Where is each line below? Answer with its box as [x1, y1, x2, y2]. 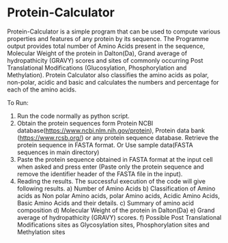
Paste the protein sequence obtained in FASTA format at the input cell [16, 155, 213, 163]
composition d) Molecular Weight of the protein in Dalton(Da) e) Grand [16, 206, 215, 214]
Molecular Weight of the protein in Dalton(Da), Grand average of [7, 49, 188, 57]
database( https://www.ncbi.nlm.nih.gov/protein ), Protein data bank [16, 126, 205, 134]
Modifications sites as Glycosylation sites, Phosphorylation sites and [16, 220, 210, 229]
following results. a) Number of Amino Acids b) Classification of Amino [16, 184, 216, 192]
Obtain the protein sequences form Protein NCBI [16, 119, 154, 127]
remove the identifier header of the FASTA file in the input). [16, 169, 183, 178]
